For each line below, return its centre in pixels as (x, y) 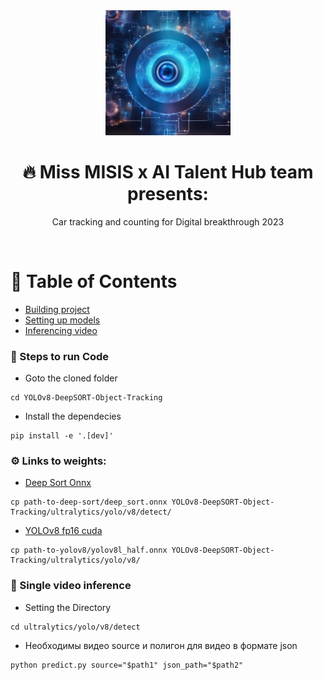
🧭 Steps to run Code (60, 356)
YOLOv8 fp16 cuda (63, 531)
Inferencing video (61, 330)
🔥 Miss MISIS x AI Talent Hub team (168, 172)
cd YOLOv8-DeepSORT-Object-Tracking (86, 398)
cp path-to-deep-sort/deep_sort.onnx (89, 502)
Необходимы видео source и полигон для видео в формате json (161, 645)
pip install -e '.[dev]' (62, 436)
